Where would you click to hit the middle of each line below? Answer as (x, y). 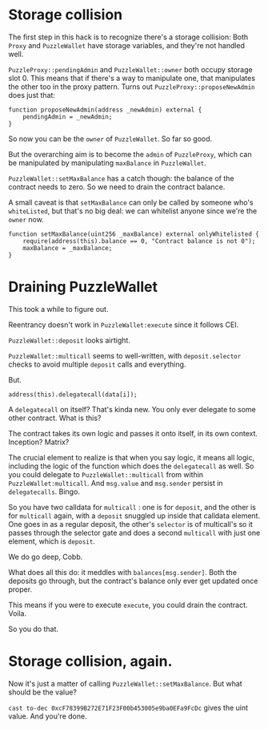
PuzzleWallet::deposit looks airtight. (69, 340)
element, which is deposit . (52, 541)
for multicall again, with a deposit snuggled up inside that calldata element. (134, 516)
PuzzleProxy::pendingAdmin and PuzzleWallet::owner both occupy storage (131, 69)
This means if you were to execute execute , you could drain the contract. (128, 605)
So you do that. (33, 629)
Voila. (18, 613)
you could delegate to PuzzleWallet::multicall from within (106, 474)
